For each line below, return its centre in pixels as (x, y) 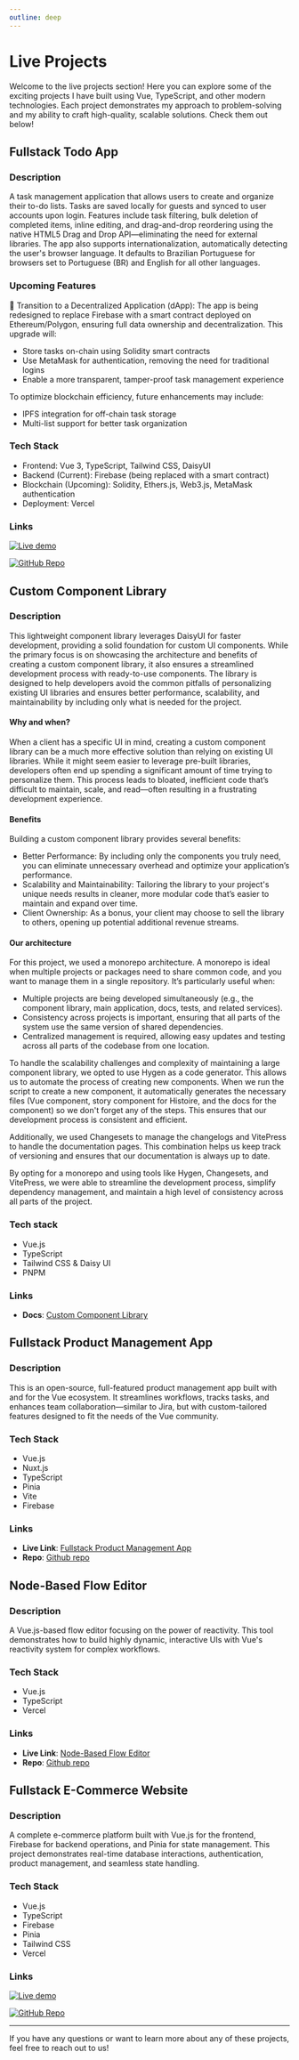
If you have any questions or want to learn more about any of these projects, (149, 2038)
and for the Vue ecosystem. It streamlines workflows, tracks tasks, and (139, 1397)
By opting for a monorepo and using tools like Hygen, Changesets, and (139, 1173)
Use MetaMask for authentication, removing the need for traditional (145, 360)
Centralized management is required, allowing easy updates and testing (154, 1037)
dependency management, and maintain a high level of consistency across (146, 1192)
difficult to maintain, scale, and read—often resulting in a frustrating (133, 789)
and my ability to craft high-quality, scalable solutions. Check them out (139, 114)
